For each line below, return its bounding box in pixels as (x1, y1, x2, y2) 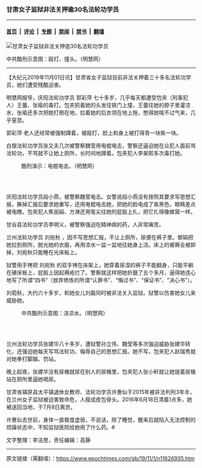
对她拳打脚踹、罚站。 (6, 355, 59, 362)
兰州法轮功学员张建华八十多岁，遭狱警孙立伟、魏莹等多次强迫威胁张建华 (6, 340, 185, 347)
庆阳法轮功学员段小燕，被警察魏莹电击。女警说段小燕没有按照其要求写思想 (6, 193, 191, 200)
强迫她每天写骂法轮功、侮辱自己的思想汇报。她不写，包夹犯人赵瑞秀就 (22, 347, 196, 355)
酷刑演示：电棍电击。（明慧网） (21, 162, 98, 169)
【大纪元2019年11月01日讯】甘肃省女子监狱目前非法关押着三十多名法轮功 (6, 73, 186, 81)
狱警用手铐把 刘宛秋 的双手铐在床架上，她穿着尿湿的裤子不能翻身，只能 (6, 261, 183, 269)
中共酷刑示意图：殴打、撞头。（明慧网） (6, 55, 104, 62)
